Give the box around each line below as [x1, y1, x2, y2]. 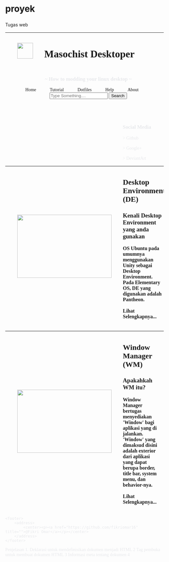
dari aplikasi [123, 453, 150, 459]
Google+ [126, 145, 142, 151]
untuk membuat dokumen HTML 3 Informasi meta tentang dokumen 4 [5, 552, 130, 557]
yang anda [123, 225, 149, 233]
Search [111, 93, 125, 99]
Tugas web [5, 21, 28, 28]
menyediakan [123, 413, 152, 419]
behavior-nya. [123, 482, 153, 488]
